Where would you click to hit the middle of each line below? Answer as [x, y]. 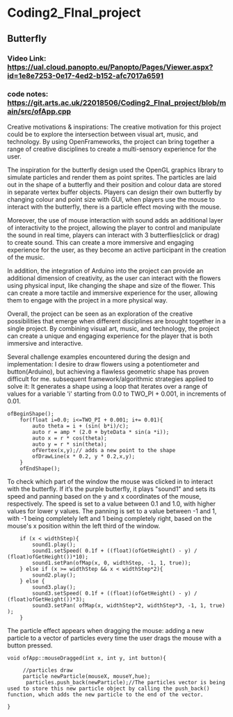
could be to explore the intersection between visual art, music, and [103, 134]
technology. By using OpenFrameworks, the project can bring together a [111, 141]
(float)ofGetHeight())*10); [48, 557]
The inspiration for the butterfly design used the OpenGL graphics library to [115, 170]
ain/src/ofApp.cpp [39, 111]
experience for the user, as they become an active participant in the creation [117, 250]
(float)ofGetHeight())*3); [46, 599]
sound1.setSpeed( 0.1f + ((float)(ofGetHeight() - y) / [115, 551]
